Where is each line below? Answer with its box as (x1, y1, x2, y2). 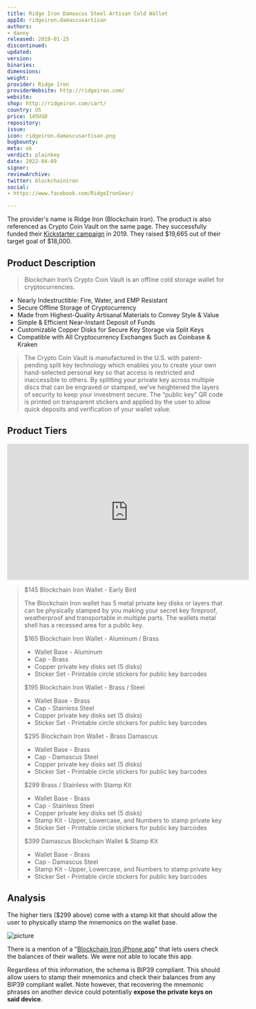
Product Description (7, 257, 96, 269)
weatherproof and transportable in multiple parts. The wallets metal (23, 613, 216, 622)
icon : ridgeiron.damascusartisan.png (7, 132, 116, 139)
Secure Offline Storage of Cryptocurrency (17, 303, 137, 312)
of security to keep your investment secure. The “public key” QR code (23, 390, 224, 398)
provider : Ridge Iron (7, 81, 70, 88)
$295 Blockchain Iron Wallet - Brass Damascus (23, 732, 158, 740)
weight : (7, 74, 30, 82)
